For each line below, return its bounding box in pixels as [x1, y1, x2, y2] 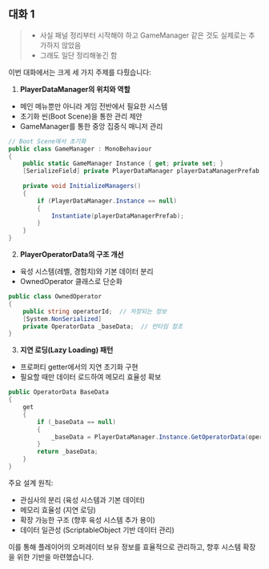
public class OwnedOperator [8, 293, 102, 301]
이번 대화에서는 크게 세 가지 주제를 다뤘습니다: [8, 67, 152, 77]
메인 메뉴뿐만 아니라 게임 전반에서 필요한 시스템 [19, 101, 168, 110]
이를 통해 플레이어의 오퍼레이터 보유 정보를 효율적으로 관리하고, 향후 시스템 [8, 542, 242, 551]
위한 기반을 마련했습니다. [16, 551, 94, 562]
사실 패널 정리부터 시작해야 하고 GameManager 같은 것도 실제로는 [39, 30, 247, 40]
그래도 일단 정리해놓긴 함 [39, 50, 118, 60]
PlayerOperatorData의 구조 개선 [19, 250, 124, 259]
